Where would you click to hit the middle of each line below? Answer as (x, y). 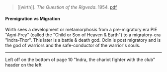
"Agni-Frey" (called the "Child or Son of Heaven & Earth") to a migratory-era (83, 35)
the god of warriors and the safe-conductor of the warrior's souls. (73, 45)
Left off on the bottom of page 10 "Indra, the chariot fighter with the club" (80, 60)
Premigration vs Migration (33, 18)
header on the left (23, 65)
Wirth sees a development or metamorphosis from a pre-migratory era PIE (81, 30)
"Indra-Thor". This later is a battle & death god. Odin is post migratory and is (83, 40)
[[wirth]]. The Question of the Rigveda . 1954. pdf (67, 7)
